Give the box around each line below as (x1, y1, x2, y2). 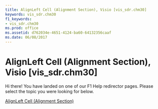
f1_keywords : (5, 16, 32, 21)
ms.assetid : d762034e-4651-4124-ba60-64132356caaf (5, 30, 112, 35)
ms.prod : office (5, 26, 39, 31)
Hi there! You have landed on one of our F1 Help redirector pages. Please (5, 83, 154, 89)
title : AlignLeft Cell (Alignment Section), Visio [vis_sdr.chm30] (5, 7, 147, 12)
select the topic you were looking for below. (5, 88, 94, 94)
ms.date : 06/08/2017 (5, 35, 48, 40)
